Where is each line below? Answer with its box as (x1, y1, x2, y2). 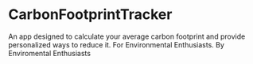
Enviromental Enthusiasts (8, 48, 91, 58)
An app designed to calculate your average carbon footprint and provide (8, 32, 246, 41)
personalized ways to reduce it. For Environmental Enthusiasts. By (8, 40, 225, 49)
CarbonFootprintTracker (8, 6, 173, 24)
